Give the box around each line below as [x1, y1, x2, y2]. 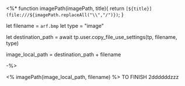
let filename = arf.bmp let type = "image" [6, 23, 104, 29]
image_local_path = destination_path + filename [6, 51, 121, 58]
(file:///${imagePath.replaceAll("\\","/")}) [6, 12, 118, 18]
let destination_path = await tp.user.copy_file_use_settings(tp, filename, [6, 34, 177, 40]
